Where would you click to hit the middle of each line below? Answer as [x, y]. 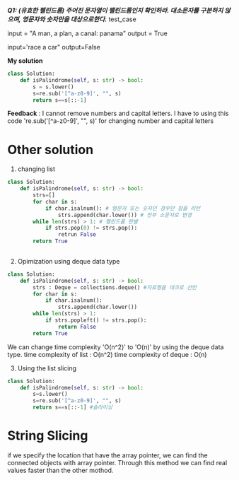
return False [77, 327]
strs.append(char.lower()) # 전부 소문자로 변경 [125, 215]
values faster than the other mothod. [60, 470]
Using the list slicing [47, 368]
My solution [25, 61]
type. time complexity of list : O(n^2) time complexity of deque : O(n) [107, 354]
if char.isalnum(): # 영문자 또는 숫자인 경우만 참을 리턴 [123, 208]
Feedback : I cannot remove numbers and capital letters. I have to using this [118, 113]
